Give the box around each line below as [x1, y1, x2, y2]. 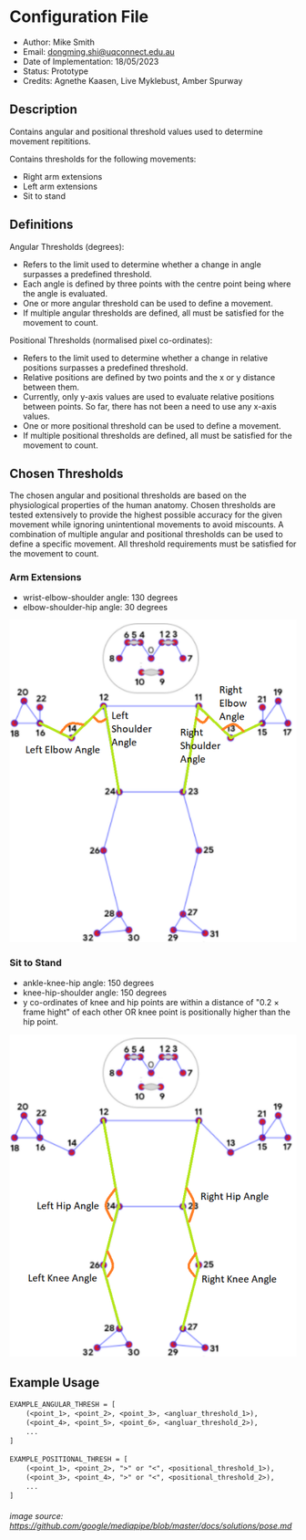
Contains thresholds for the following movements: [9, 153, 197, 164]
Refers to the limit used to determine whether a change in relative [22, 352, 269, 363]
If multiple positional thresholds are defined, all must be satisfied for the [22, 430, 293, 441]
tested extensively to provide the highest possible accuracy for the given [9, 509, 282, 521]
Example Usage [9, 1375, 100, 1390]
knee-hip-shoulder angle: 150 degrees [22, 987, 167, 998]
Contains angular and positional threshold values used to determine [9, 126, 263, 137]
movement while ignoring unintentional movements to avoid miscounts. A [9, 519, 284, 530]
